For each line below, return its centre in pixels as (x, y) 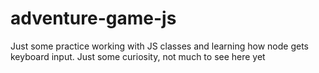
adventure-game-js (93, 18)
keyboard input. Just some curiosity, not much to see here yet (138, 56)
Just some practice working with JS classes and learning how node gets (159, 46)
